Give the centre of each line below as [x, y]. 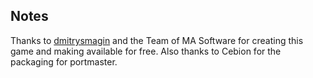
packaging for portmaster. [64, 61]
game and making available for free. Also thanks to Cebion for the [146, 51]
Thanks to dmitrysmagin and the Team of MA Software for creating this [157, 40]
